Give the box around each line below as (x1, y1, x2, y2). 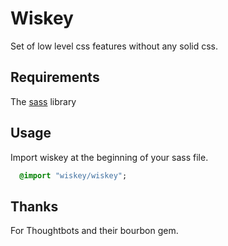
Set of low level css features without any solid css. (10, 40, 219, 52)
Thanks (10, 198, 59, 215)
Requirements (10, 69, 100, 86)
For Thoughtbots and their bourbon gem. (10, 225, 179, 237)
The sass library (10, 95, 77, 107)
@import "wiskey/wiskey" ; (19, 170, 128, 181)
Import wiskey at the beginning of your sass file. (10, 151, 209, 163)
